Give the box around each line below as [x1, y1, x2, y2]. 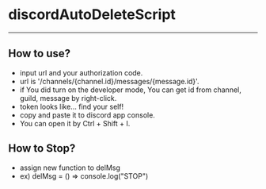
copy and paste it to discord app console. [19, 110, 156, 120]
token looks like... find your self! [19, 102, 124, 111]
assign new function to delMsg [19, 163, 121, 172]
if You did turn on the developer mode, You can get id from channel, [19, 85, 241, 94]
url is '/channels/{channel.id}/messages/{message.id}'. [19, 76, 199, 86]
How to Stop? [8, 141, 76, 156]
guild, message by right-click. [19, 93, 117, 102]
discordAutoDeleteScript [8, 6, 177, 24]
